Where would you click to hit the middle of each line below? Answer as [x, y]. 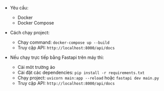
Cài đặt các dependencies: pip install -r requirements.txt [81, 72]
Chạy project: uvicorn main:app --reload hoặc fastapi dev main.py [88, 78]
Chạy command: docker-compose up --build [64, 42]
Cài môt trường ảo [36, 67]
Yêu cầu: [19, 8]
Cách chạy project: [30, 32]
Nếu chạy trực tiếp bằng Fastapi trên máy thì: [57, 57]
